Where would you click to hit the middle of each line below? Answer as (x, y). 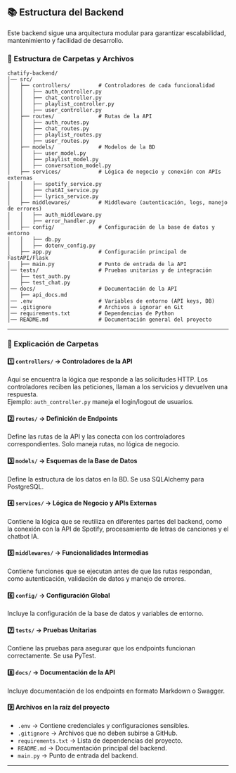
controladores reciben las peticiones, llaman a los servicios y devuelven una (118, 387)
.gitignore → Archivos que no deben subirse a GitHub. (97, 733)
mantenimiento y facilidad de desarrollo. (66, 40)
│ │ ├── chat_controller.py (54, 98)
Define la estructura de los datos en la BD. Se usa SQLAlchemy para (106, 479)
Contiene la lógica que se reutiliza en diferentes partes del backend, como (115, 521)
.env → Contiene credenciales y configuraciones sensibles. (103, 725)
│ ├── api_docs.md (38, 295)
